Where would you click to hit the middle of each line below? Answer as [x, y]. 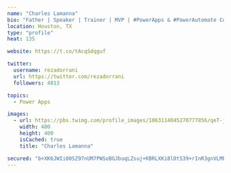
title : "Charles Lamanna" [57, 146]
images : [18, 114]
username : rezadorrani [46, 70]
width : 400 [35, 127]
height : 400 [36, 133]
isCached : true [41, 139]
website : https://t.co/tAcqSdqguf [57, 51]
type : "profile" [30, 33]
